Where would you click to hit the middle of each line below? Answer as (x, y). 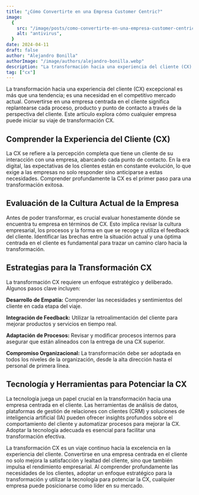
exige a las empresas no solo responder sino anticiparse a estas (84, 172)
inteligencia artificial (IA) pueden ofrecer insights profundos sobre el (89, 417)
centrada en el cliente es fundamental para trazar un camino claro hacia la (97, 243)
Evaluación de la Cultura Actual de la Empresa (93, 203)
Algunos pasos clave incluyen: (43, 288)
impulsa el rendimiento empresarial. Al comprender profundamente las (92, 467)
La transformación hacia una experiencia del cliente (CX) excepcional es (94, 89)
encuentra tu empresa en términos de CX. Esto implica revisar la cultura (94, 224)
